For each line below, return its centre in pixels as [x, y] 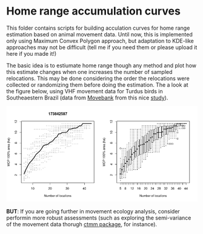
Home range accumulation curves [93, 11]
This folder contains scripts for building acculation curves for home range [98, 28]
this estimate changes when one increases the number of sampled [89, 72]
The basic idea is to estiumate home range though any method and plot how [101, 65]
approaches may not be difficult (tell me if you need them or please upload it [102, 47]
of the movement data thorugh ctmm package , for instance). [82, 224]
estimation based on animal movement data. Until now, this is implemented [99, 34]
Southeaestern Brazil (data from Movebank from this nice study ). [87, 98]
